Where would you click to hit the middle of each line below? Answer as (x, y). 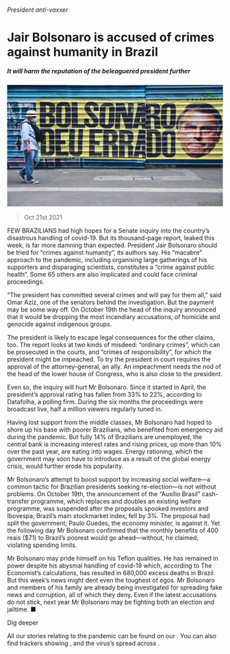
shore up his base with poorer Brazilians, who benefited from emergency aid (115, 430)
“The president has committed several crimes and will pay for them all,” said (114, 295)
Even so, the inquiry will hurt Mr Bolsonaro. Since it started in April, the (107, 387)
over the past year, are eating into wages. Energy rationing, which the (105, 452)
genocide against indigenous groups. (60, 324)
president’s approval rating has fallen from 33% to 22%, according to (104, 395)
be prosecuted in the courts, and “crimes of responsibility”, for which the (110, 352)
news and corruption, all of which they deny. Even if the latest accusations (112, 595)
